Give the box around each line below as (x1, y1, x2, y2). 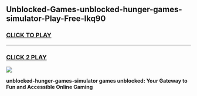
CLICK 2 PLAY (6, 53, 47, 61)
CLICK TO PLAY (6, 31, 52, 40)
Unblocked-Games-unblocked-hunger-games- (6, 5, 183, 15)
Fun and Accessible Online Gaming (6, 83, 93, 90)
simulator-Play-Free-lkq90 (6, 14, 106, 24)
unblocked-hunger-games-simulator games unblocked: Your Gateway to (6, 77, 188, 84)
